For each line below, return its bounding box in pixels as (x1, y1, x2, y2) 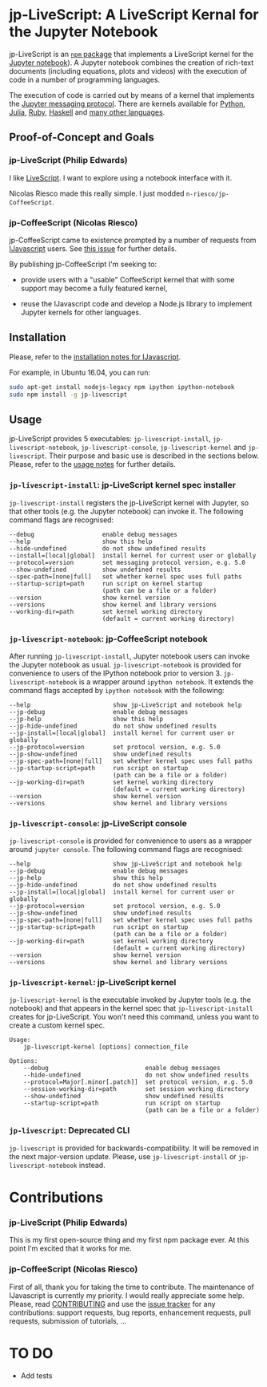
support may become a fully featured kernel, (20, 283, 168, 293)
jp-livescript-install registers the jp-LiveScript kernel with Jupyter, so (9, 497, 249, 507)
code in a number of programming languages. (9, 75, 161, 84)
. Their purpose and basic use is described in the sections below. (44, 451, 259, 460)
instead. (78, 1160, 106, 1170)
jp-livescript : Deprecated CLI (9, 1125, 130, 1136)
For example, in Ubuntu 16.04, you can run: (9, 367, 151, 377)
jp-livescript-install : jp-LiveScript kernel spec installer (9, 480, 237, 491)
